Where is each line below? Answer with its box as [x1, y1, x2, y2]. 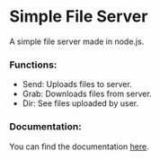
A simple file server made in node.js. [9, 36, 145, 47]
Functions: [9, 58, 58, 71]
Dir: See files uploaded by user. [22, 98, 139, 109]
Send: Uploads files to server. [22, 79, 132, 90]
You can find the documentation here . [9, 141, 150, 152]
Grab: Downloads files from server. [22, 88, 153, 100]
